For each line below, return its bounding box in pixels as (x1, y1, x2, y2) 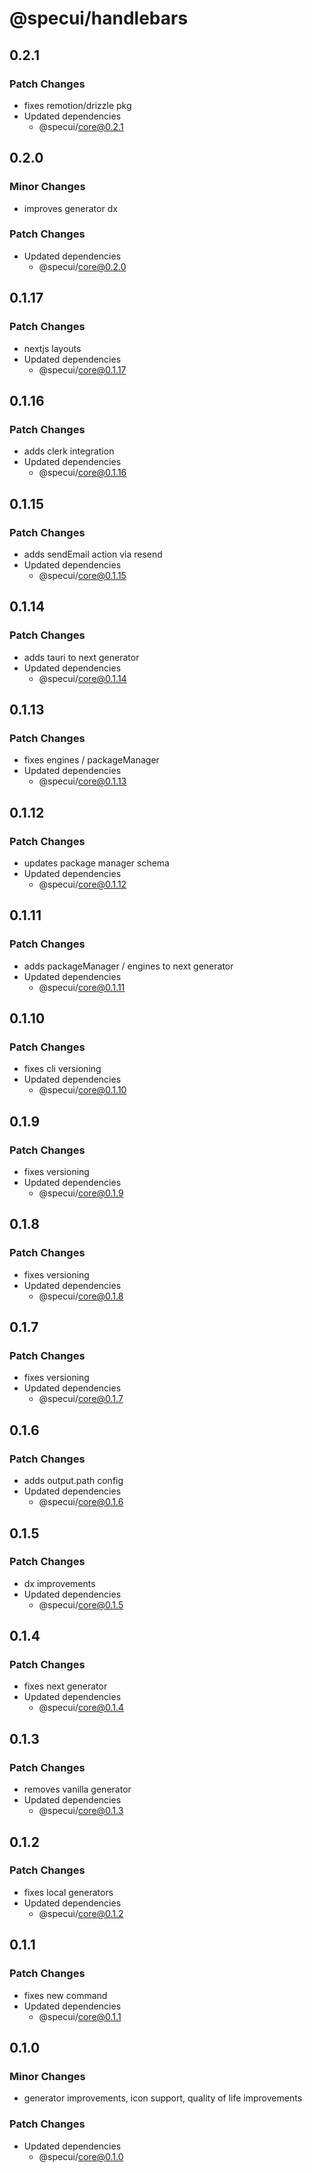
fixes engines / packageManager (23, 754, 160, 766)
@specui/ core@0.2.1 (38, 120, 124, 132)
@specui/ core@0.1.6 (38, 1496, 124, 1508)
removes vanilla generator (23, 1783, 132, 1796)
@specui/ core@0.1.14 (38, 672, 127, 684)
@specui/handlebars (9, 7, 189, 30)
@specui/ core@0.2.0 (38, 260, 127, 272)
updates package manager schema (23, 857, 170, 869)
